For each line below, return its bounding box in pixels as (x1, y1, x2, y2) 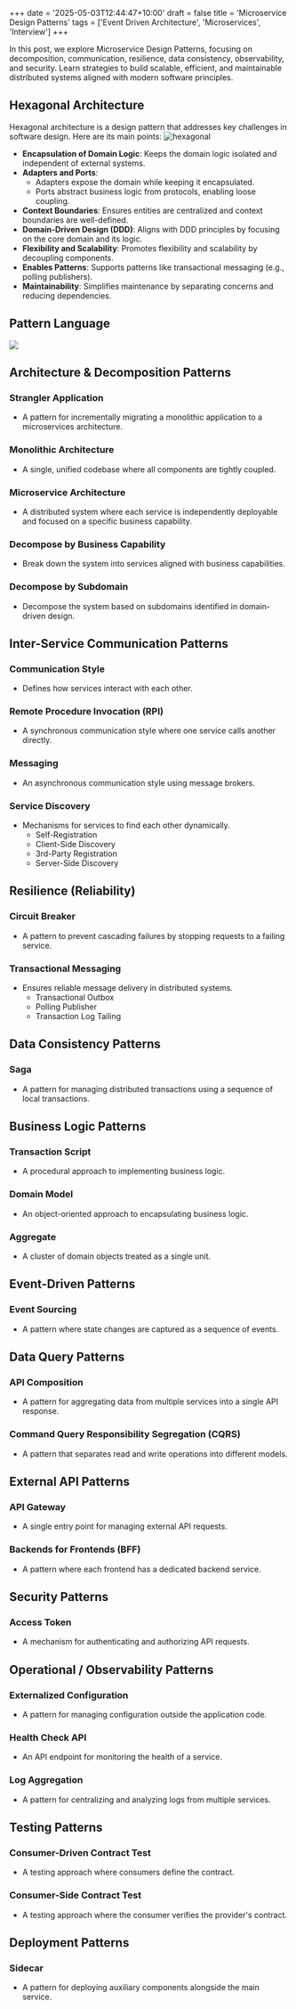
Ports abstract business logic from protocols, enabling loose (35, 186, 256, 197)
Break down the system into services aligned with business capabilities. (21, 559, 286, 569)
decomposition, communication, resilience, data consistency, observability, (9, 53, 284, 63)
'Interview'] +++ (9, 27, 68, 37)
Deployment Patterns (9, 1935, 130, 1950)
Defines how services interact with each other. (21, 683, 193, 694)
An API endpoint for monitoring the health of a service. (21, 1752, 222, 1762)
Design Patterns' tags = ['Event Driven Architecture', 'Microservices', (9, 17, 261, 28)
